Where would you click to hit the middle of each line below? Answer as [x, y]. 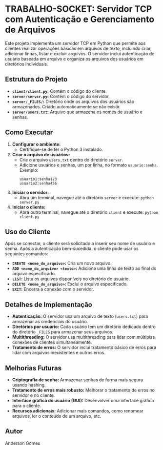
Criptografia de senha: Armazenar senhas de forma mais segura [77, 380]
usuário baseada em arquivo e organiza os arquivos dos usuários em [74, 59]
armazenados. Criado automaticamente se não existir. [66, 106]
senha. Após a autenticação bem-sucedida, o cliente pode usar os [72, 249]
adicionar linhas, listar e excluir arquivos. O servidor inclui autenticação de [80, 53]
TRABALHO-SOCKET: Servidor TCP [79, 9]
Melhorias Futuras [33, 368]
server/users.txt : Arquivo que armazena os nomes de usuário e [77, 112]
